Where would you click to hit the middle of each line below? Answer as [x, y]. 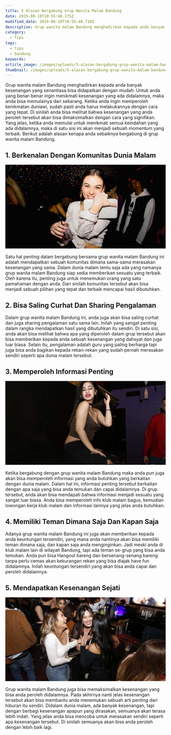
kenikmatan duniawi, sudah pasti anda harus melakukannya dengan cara [81, 107]
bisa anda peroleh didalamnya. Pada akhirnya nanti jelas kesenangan [78, 695]
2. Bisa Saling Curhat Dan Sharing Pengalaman [81, 305]
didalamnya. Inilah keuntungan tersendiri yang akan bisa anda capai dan [81, 566]
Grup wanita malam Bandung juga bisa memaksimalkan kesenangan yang [82, 689]
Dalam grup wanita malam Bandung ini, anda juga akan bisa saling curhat [82, 318]
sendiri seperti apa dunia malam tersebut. [49, 356]
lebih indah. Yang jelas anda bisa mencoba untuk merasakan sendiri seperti [84, 717]
